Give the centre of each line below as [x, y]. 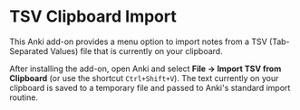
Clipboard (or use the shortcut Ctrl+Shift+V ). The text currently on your [144, 78]
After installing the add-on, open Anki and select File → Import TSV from [145, 69]
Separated [29, 50]
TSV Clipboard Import [93, 17]
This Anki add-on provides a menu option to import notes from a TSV [138, 41]
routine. [24, 97]
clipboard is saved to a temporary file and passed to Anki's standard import [150, 87]
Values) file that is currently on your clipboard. [136, 50]
